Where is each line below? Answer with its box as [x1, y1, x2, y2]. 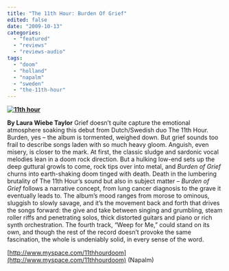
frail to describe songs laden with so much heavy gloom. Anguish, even [7, 141, 209, 149]
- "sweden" [13, 80, 45, 87]
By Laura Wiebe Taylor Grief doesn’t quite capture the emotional [7, 119, 191, 127]
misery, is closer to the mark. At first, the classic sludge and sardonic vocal [7, 148, 219, 156]
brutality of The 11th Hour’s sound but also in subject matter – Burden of [7, 177, 210, 185]
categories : [7, 29, 41, 36]
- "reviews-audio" [13, 49, 67, 56]
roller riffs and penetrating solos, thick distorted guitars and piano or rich [7, 213, 213, 222]
